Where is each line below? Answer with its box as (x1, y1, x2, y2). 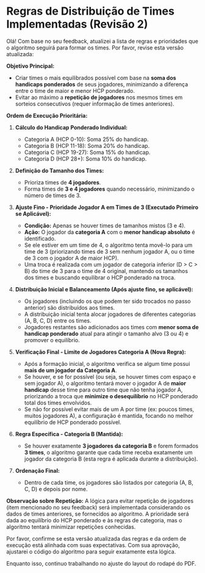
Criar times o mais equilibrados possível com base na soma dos (15, 74, 176, 81)
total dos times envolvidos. (24, 399, 92, 406)
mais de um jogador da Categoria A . (24, 367, 117, 374)
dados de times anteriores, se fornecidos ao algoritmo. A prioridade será (6, 510, 189, 517)
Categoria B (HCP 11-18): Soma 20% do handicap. (24, 142, 150, 149)
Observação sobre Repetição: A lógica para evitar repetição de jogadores (6, 497, 194, 505)
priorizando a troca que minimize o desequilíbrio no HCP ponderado (24, 392, 198, 400)
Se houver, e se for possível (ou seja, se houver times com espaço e (24, 373, 196, 380)
